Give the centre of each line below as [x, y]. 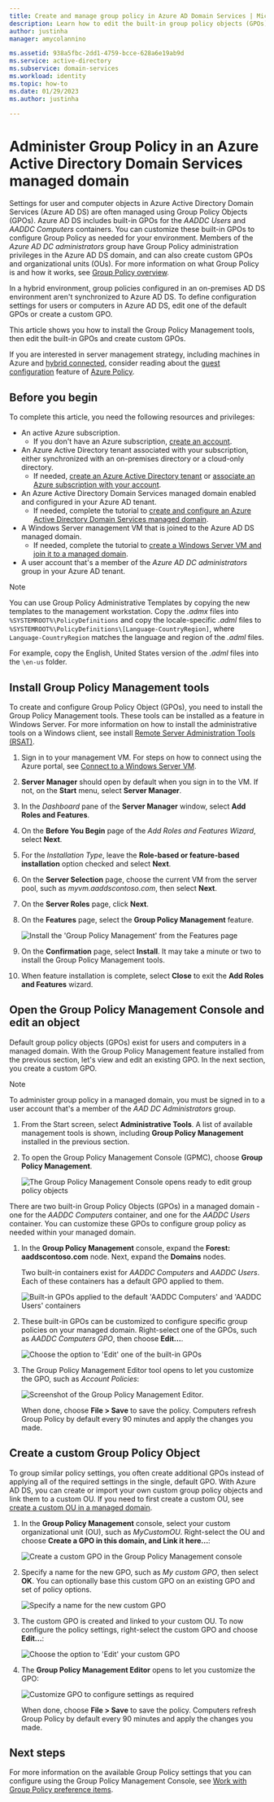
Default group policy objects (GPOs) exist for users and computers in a [128, 1042]
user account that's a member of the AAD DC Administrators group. [123, 1108]
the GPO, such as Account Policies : [80, 1379]
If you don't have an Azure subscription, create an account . [133, 441]
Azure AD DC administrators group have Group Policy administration [124, 247]
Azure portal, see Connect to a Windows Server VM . [109, 765]
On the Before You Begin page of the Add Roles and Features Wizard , [138, 831]
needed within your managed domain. [73, 1232]
